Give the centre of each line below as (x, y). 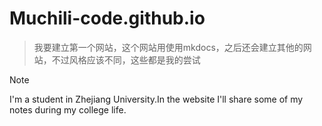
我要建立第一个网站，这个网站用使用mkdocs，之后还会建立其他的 (168, 47)
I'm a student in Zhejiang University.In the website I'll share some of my (156, 99)
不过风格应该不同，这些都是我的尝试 (126, 59)
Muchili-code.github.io (107, 18)
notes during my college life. (68, 109)
